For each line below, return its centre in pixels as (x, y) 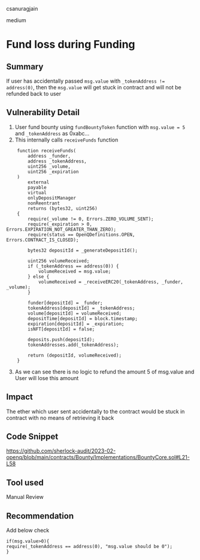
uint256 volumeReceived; (59, 261)
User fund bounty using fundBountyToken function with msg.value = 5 (100, 127)
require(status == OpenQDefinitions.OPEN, (81, 234)
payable (37, 187)
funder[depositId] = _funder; (65, 303)
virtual (37, 192)
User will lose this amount (47, 378)
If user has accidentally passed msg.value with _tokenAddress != (86, 81)
